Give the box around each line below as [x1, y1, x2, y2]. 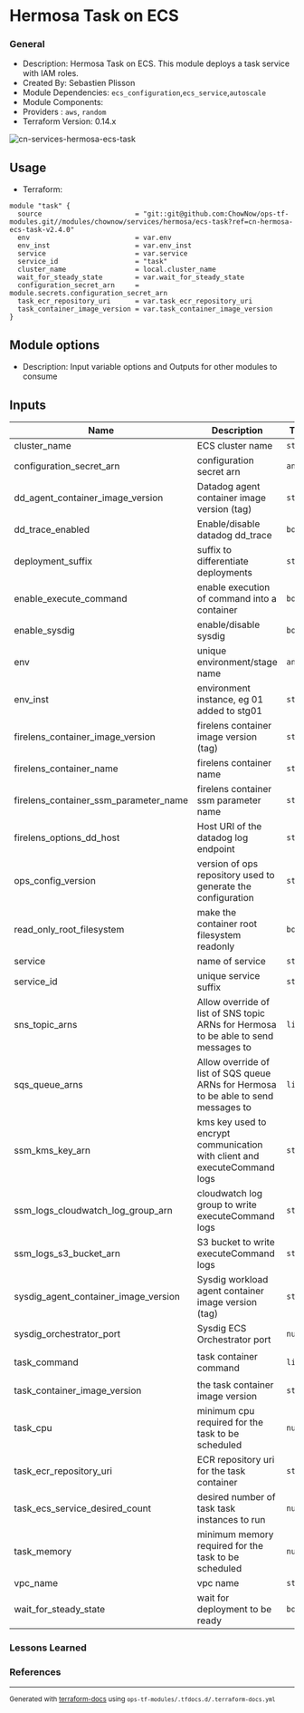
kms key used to [196, 1116, 267, 1128]
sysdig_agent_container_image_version [14, 1290, 181, 1302]
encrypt [196, 1127, 231, 1139]
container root [196, 917, 258, 930]
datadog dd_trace [196, 528, 273, 541]
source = [17, 209, 140, 218]
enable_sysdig [14, 624, 75, 636]
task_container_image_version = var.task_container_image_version [17, 305, 273, 314]
